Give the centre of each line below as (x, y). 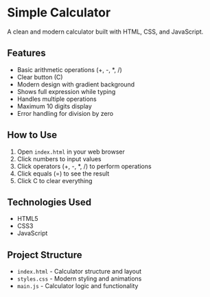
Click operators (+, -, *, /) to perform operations (84, 166)
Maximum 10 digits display (55, 106)
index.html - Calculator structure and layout (79, 272)
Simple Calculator (59, 13)
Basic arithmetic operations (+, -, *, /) (69, 69)
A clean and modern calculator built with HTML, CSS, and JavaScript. (105, 32)
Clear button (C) (40, 77)
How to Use (32, 135)
